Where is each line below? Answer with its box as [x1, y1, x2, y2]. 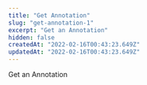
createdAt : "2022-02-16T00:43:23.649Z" [8, 41, 141, 49]
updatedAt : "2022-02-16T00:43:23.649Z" [8, 48, 141, 56]
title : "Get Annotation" [8, 11, 91, 20]
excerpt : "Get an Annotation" [8, 26, 109, 34]
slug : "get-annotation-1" [8, 19, 94, 27]
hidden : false [8, 33, 56, 42]
